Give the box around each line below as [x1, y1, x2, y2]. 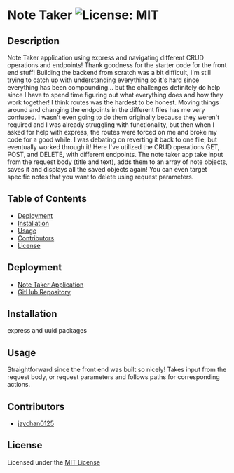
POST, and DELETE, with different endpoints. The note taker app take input [7, 151, 223, 158]
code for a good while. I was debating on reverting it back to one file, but [7, 135, 217, 144]
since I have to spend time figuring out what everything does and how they [7, 91, 223, 99]
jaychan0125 [17, 419, 55, 427]
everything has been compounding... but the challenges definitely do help [7, 83, 221, 91]
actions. [7, 381, 30, 389]
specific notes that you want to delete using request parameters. [7, 172, 194, 181]
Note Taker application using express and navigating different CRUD [7, 53, 205, 62]
